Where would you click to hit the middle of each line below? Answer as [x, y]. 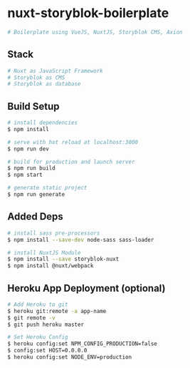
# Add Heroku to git [38, 305]
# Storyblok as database [44, 84]
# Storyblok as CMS [36, 77]
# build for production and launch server [71, 162]
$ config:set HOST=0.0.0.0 [47, 351]
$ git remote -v [31, 318]
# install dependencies [43, 123]
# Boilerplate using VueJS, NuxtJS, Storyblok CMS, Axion [95, 32]
